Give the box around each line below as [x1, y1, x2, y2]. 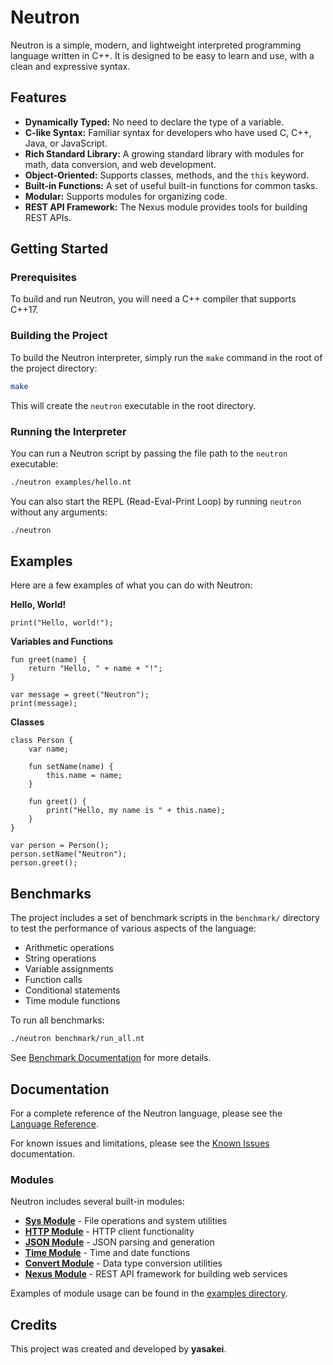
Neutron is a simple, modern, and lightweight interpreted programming [10, 39, 302, 51]
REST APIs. [24, 211, 72, 223]
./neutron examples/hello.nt [10, 477, 132, 487]
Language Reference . [10, 1117, 100, 1130]
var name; [28, 744, 70, 755]
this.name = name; [46, 771, 123, 781]
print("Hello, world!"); [10, 618, 114, 628]
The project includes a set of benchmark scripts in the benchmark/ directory [10, 912, 320, 924]
